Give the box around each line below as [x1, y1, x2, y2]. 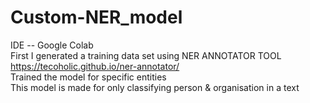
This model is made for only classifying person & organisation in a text [10, 81, 300, 93]
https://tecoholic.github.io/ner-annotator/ [10, 60, 180, 72]
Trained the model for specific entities [10, 71, 167, 83]
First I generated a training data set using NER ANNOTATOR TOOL [10, 49, 282, 61]
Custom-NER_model [10, 6, 183, 29]
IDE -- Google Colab [10, 39, 94, 51]
